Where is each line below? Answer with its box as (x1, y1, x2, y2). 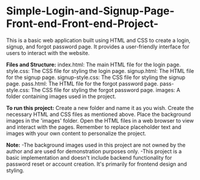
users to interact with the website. (6, 49, 90, 56)
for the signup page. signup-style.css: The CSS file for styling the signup (6, 74, 186, 81)
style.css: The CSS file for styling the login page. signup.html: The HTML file (6, 67, 194, 74)
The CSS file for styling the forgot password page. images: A (30, 86, 180, 93)
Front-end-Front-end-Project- (6, 17, 159, 30)
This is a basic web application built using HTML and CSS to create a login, (6, 36, 191, 44)
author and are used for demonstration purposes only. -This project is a (6, 148, 182, 155)
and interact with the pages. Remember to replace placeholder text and (6, 123, 181, 130)
